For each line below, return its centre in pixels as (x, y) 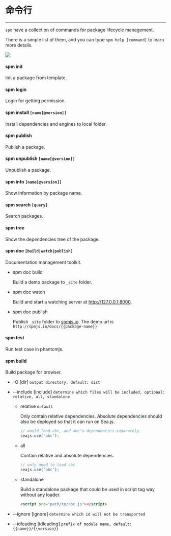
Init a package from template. (36, 78)
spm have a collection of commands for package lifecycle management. (80, 30)
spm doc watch (29, 292)
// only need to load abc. (49, 465)
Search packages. (24, 216)
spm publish (19, 135)
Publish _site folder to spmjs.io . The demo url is (63, 321)
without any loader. (40, 495)
